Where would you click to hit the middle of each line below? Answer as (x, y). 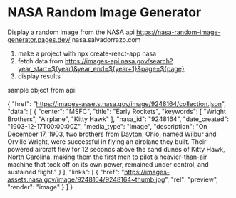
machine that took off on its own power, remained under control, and (108, 164)
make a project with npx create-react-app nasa (87, 53)
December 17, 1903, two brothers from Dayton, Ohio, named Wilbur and (112, 134)
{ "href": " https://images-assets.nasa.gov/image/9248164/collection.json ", (117, 103)
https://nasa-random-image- (179, 32)
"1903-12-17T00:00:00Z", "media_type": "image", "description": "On (108, 126)
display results (39, 76)
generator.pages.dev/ (39, 39)
